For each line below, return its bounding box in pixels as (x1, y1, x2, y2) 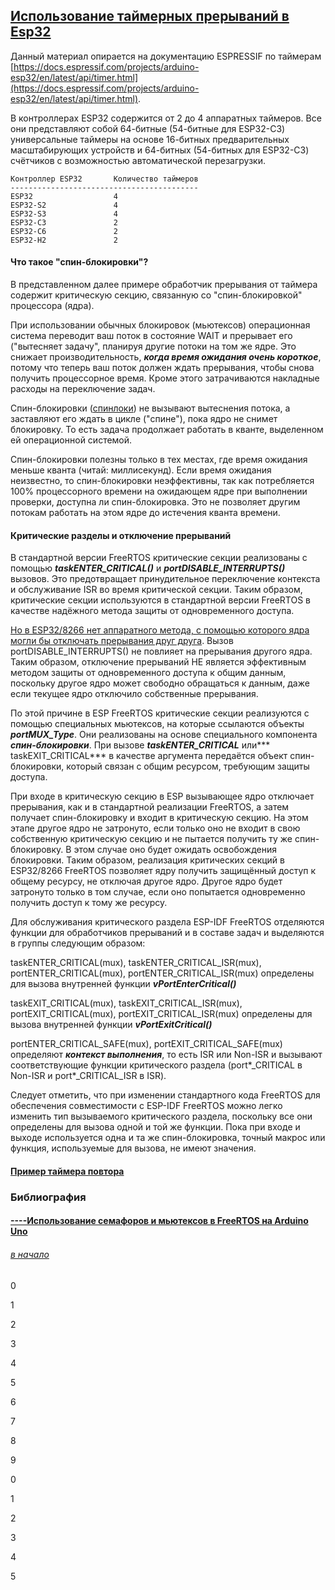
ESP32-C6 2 (10, 226, 118, 236)
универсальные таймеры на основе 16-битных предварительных (10, 133, 290, 145)
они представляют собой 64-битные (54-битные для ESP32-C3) (10, 122, 286, 134)
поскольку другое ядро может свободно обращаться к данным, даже (10, 677, 310, 689)
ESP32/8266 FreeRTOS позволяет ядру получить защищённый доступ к (10, 865, 317, 877)
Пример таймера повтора (10, 1165, 125, 1177)
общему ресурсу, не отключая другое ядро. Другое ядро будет (10, 875, 283, 888)
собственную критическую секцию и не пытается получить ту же (10, 833, 293, 845)
